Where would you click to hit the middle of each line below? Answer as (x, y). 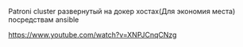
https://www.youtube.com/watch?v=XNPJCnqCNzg (93, 35)
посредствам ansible (44, 20)
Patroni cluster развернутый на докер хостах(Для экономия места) (122, 11)
